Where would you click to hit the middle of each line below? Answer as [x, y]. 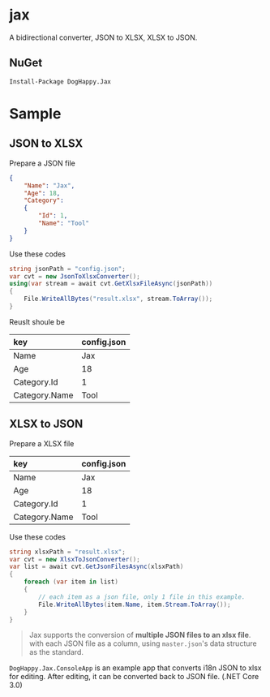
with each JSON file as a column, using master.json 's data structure [143, 643]
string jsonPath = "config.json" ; [68, 269]
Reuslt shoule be [37, 321]
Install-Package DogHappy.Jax [60, 82]
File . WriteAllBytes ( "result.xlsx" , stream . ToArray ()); [118, 299]
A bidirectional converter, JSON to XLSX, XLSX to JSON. [103, 37]
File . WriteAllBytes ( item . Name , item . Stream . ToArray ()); [135, 604]
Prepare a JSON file [42, 163]
